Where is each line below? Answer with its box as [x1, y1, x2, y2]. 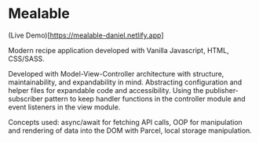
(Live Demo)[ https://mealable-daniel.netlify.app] [8, 30, 164, 40]
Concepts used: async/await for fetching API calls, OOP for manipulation [8, 117, 243, 127]
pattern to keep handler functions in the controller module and [44, 94, 246, 103]
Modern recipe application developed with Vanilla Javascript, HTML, [8, 45, 229, 55]
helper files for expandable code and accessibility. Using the [8, 85, 204, 95]
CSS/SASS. [8, 54, 45, 63]
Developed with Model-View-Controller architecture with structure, [8, 69, 224, 78]
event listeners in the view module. [8, 102, 121, 112]
